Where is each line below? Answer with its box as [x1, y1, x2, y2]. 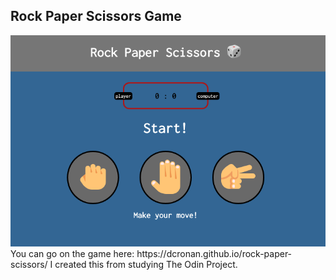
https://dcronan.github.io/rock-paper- [136, 247, 293, 259]
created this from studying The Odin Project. [54, 258, 238, 270]
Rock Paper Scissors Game [10, 8, 182, 25]
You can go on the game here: [10, 247, 135, 259]
